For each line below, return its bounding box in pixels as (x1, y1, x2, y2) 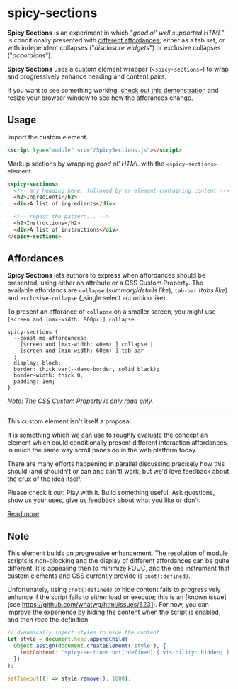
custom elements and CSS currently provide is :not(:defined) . (7, 571, 191, 580)
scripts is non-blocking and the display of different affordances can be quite (7, 557, 229, 565)
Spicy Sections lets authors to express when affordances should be (7, 271, 206, 280)
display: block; (13, 360, 62, 367)
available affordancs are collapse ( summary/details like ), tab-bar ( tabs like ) (7, 286, 228, 295)
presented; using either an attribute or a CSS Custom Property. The (7, 278, 204, 287)
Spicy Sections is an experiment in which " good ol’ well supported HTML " (7, 28, 225, 37)
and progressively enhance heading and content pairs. (7, 72, 167, 81)
